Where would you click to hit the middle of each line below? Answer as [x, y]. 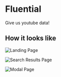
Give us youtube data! [27, 23]
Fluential [23, 9]
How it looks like [31, 38]
